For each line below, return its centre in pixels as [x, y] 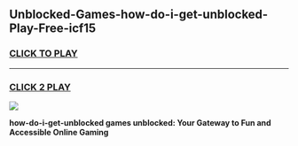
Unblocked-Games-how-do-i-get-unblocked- [139, 15]
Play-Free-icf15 [53, 29]
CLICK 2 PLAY [40, 87]
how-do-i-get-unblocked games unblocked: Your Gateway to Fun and [141, 122]
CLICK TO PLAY [43, 54]
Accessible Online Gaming [59, 132]
